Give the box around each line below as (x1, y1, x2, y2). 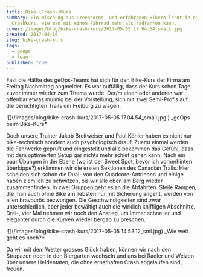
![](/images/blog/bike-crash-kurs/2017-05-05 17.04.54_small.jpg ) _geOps (6, 113, 190, 121)
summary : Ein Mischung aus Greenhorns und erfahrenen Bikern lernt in (6, 15, 190, 21)
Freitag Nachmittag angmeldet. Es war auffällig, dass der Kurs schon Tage (6, 82, 191, 90)
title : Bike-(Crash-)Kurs (6, 8, 71, 15)
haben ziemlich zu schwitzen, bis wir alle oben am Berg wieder (6, 177, 163, 184)
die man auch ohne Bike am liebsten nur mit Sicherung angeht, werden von (6, 190, 193, 197)
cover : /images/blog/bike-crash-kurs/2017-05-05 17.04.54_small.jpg (6, 25, 182, 32)
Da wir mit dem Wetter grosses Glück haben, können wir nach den (6, 245, 171, 253)
